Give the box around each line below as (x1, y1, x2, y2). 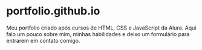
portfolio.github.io (6, 4, 100, 18)
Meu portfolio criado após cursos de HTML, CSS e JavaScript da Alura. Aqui (6, 24, 197, 31)
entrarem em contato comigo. (6, 37, 80, 44)
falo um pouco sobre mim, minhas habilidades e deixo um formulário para (6, 30, 190, 37)
